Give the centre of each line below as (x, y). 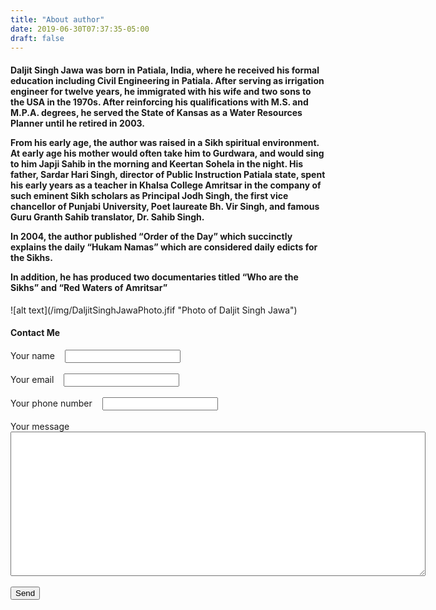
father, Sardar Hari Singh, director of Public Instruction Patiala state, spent (168, 174)
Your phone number (51, 403)
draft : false (37, 38)
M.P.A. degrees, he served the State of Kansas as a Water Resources (156, 112)
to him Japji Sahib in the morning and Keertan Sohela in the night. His (157, 163)
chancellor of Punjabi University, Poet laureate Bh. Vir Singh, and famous (165, 206)
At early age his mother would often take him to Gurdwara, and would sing (167, 153)
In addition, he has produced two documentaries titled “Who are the (154, 277)
